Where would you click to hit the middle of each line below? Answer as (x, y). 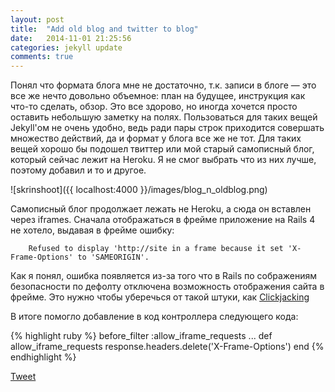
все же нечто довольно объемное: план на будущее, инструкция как (158, 96)
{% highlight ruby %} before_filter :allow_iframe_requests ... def (141, 336)
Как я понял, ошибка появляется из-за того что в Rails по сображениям (164, 276)
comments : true (42, 57)
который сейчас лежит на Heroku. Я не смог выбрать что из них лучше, (163, 160)
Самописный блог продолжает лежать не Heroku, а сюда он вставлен (161, 209)
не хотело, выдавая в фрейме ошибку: (92, 230)
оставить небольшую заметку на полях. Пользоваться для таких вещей (164, 117)
